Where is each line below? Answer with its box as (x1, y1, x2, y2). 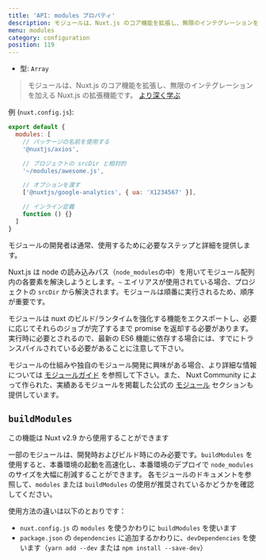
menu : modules (8, 26, 55, 34)
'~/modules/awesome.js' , (22, 167, 104, 175)
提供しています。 (8, 390, 63, 399)
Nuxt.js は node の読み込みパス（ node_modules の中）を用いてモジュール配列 (8, 267, 255, 276)
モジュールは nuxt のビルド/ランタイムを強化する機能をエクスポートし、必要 (8, 314, 257, 323)
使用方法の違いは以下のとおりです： (8, 506, 127, 516)
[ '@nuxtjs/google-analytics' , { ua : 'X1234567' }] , (22, 189, 196, 196)
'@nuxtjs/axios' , (22, 145, 80, 153)
